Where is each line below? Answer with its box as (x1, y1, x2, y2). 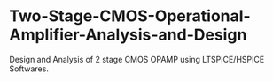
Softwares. (9, 63, 49, 74)
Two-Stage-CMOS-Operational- (9, 6, 251, 26)
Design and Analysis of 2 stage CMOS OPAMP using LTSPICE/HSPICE (9, 54, 265, 64)
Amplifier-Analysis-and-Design (9, 25, 247, 45)
